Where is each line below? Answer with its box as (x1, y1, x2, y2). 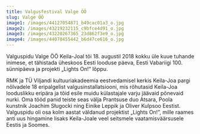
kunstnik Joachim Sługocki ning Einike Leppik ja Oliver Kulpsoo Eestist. (6, 102, 181, 109)
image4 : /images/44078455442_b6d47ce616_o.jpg (6, 36, 124, 42)
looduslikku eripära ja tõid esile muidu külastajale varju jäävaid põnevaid (6, 90, 184, 96)
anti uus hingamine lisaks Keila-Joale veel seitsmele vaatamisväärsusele (6, 115, 184, 122)
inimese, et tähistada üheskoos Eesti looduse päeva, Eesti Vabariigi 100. (6, 59, 183, 66)
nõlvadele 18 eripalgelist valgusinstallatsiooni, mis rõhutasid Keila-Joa (6, 83, 178, 90)
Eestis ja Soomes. (6, 121, 50, 128)
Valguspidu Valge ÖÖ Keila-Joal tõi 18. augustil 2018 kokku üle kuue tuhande (6, 53, 195, 60)
